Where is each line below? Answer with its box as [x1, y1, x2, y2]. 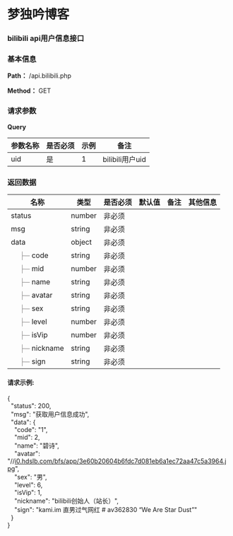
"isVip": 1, [13, 489, 42, 497]
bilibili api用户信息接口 [7, 33, 85, 43]
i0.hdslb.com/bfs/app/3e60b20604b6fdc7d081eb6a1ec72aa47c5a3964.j [14, 457, 227, 465]
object [71, 238, 92, 247]
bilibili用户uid [102, 154, 147, 164]
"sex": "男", [13, 473, 47, 482]
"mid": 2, [13, 433, 40, 442]
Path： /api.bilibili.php [7, 71, 72, 80]
